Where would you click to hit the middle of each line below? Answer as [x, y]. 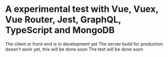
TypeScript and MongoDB [60, 30]
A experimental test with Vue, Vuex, [82, 9]
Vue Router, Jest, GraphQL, [63, 20]
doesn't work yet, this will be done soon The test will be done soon [74, 49]
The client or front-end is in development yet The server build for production [84, 44]
